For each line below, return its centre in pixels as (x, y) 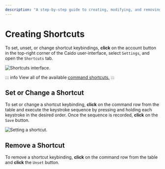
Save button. (17, 120)
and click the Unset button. (32, 163)
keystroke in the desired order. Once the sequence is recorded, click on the (82, 115)
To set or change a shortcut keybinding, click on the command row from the (82, 104)
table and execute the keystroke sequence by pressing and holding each (79, 110)
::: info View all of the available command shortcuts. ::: (60, 77)
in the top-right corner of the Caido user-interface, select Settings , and (77, 53)
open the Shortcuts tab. (29, 58)
